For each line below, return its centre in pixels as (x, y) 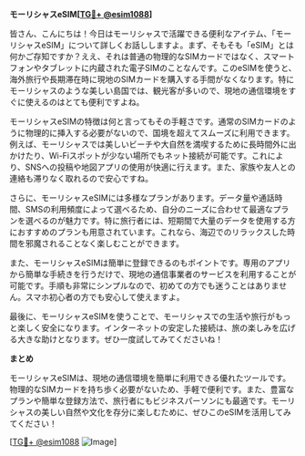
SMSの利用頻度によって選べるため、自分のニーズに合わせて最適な (149, 209)
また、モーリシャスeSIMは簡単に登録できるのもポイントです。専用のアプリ (150, 263)
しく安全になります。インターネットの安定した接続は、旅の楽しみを (152, 328)
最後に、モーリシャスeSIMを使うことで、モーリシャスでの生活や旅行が (142, 316)
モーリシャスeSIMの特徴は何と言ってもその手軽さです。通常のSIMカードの (149, 121)
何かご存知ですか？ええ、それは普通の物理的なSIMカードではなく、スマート (152, 57)
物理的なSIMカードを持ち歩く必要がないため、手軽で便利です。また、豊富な (152, 389)
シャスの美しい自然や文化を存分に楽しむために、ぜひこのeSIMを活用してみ (150, 412)
